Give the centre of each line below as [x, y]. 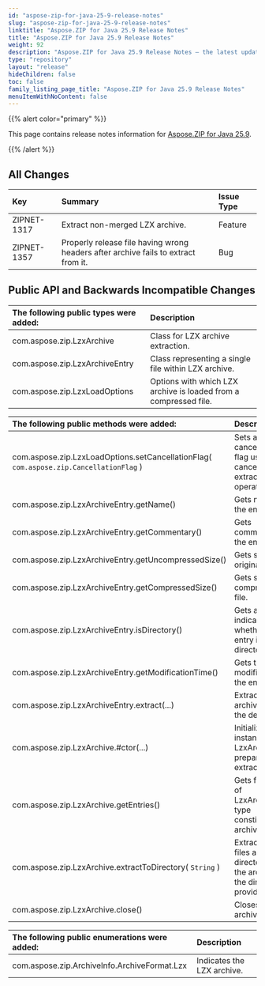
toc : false [26, 81]
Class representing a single [200, 358]
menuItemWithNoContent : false [58, 96]
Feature [232, 225]
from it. [75, 263]
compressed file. [181, 401]
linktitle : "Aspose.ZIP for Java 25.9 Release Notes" [99, 30]
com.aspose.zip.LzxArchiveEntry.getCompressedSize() [115, 587]
